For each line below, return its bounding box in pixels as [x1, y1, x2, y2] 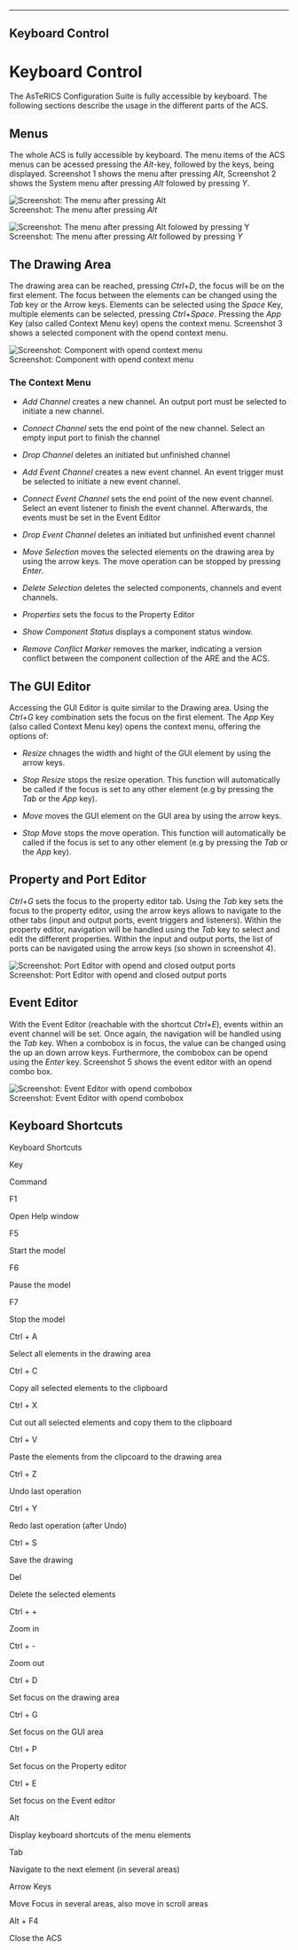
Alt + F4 [9, 1915, 39, 1926]
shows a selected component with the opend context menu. [9, 327, 229, 338]
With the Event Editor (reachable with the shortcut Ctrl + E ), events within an [9, 1018, 284, 1029]
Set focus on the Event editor [9, 1795, 116, 1805]
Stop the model [9, 1314, 66, 1325]
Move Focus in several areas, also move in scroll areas [9, 1898, 208, 1908]
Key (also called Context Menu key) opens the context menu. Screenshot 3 [9, 318, 284, 328]
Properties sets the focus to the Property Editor [21, 609, 195, 620]
